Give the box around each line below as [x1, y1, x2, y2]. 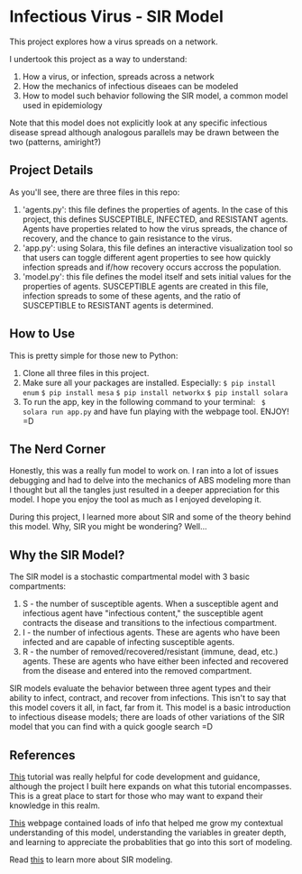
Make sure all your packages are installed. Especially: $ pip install [22, 377, 277, 388]
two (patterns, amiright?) [9, 136, 102, 147]
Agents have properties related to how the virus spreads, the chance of [22, 223, 288, 234]
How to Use [9, 327, 76, 342]
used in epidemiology [22, 99, 103, 110]
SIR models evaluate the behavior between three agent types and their [9, 683, 271, 694]
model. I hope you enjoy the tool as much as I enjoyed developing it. [9, 494, 262, 505]
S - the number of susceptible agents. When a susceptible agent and [22, 598, 279, 610]
